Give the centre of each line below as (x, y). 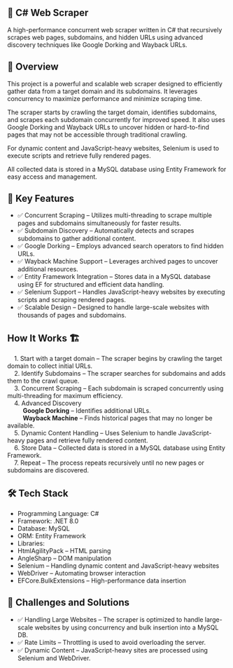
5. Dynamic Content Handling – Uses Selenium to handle (95, 433)
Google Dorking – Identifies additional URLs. (87, 411)
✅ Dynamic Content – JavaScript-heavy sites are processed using (113, 650)
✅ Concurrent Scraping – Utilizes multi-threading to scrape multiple (114, 215)
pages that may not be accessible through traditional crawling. (97, 135)
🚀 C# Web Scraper (48, 13)
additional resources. (48, 269)
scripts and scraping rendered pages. (71, 300)
